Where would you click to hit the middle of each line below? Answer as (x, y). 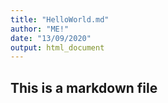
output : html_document (57, 47)
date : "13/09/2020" (51, 38)
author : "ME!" (40, 29)
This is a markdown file (84, 87)
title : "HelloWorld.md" (60, 19)
